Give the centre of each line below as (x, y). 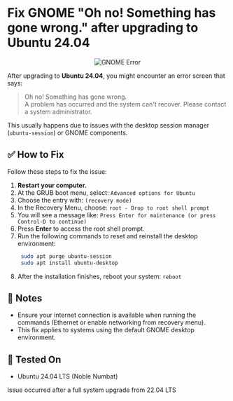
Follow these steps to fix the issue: (57, 171)
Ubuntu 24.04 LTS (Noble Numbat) (68, 376)
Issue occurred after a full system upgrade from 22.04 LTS (92, 390)
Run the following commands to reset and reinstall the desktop (107, 236)
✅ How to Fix (36, 155)
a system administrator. (58, 111)
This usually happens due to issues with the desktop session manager (108, 125)
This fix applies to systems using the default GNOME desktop (106, 330)
